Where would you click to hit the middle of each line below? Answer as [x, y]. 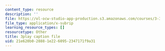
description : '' [22, 14]
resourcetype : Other [26, 32]
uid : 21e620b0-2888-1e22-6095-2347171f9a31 [50, 41]
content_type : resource [29, 9]
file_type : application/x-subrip [39, 23]
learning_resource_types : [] [35, 28]
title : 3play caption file [33, 37]
